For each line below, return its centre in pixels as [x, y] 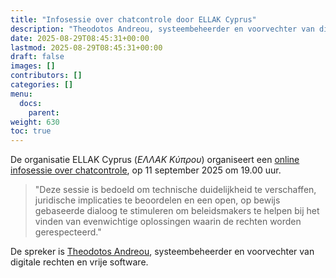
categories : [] [42, 85]
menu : [21, 94]
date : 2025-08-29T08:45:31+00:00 [80, 38]
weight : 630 [35, 122]
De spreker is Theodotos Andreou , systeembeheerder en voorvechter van [162, 252]
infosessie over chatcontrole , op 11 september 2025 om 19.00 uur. [146, 170]
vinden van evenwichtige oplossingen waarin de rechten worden [168, 222]
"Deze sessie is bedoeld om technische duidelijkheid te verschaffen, [175, 190]
